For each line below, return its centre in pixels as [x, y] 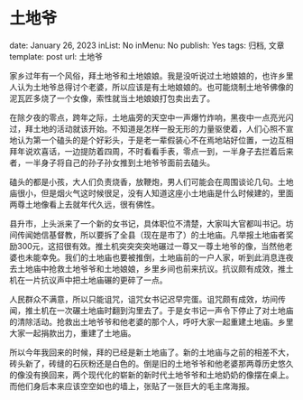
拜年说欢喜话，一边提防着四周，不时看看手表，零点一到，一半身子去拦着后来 [151, 151]
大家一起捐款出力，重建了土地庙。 [73, 333]
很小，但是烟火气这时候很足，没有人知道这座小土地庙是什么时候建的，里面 [155, 193]
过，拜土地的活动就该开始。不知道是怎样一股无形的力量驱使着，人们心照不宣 [151, 128]
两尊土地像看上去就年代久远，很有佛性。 [84, 204]
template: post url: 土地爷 [56, 56]
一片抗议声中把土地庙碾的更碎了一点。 [96, 280]
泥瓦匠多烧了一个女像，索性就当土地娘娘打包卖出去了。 [112, 98]
